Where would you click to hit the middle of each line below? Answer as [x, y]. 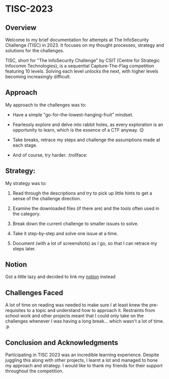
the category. [27, 213]
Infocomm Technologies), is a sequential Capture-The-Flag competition [80, 66]
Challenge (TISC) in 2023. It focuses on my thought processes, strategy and [85, 45]
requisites [16, 310]
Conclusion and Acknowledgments [62, 343]
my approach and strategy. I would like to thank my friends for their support [84, 366]
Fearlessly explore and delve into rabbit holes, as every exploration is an [88, 124]
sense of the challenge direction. [47, 198]
